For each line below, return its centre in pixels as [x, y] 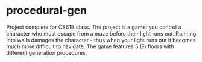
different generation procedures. [47, 52]
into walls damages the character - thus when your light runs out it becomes [101, 40]
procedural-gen [47, 11]
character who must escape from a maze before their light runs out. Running [101, 33]
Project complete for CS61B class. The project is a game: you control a [94, 27]
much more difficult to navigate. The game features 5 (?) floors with [90, 46]
